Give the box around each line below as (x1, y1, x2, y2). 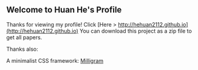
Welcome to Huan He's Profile (6, 5, 122, 15)
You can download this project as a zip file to (80, 27, 193, 34)
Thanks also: (6, 45, 38, 52)
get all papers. (6, 33, 43, 41)
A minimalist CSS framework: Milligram (6, 57, 104, 64)
